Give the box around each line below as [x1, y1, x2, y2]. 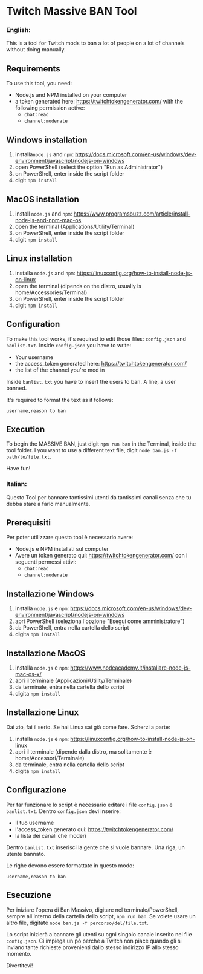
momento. [6, 950, 32, 957]
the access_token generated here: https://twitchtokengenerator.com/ [14, 360, 187, 367]
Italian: [6, 480, 27, 489]
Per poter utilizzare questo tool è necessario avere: [6, 534, 134, 541]
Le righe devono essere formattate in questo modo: [6, 861, 134, 869]
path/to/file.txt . [6, 453, 51, 461]
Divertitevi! [6, 961, 33, 969]
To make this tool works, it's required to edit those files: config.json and [6, 335, 186, 343]
